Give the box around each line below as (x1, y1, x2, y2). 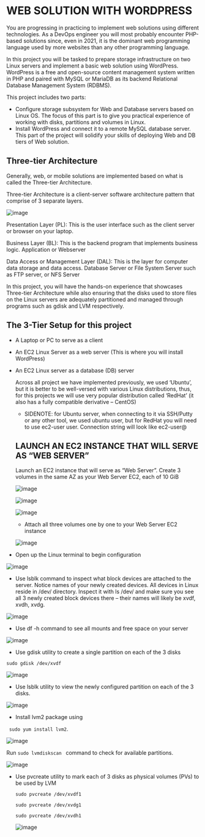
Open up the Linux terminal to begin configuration (15, 551, 141, 559)
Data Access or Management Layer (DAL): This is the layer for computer (6, 257, 188, 265)
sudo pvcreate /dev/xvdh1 (15, 813, 81, 819)
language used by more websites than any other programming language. (6, 44, 190, 51)
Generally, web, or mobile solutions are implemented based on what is (6, 172, 184, 179)
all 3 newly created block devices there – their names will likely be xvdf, (15, 594, 196, 602)
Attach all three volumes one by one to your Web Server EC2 (24, 521, 177, 528)
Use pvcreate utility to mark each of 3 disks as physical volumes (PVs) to (15, 773, 199, 781)
